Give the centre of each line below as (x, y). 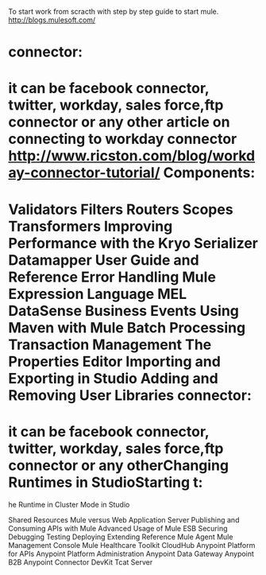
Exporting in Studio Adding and (113, 378)
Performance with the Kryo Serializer (133, 243)
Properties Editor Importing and (114, 361)
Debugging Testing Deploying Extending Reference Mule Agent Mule (121, 537)
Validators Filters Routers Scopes (121, 209)
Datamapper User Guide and (104, 260)
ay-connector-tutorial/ (84, 173)
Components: (209, 173)
